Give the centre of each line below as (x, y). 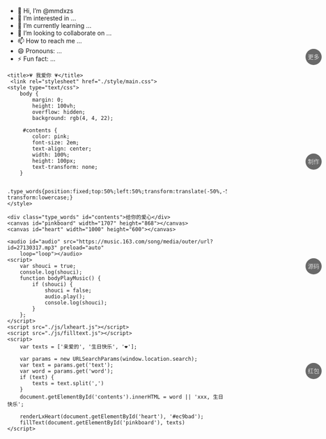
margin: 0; (48, 100)
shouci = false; (68, 290)
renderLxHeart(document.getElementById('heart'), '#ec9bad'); (112, 417)
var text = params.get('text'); (67, 365)
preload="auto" (82, 248)
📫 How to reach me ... (49, 41)
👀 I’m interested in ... (47, 18)
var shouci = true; (48, 266)
